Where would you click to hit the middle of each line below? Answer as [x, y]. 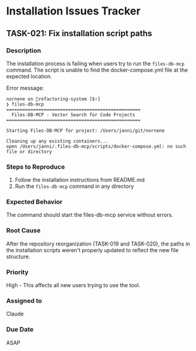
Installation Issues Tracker [73, 11]
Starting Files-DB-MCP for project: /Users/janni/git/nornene [85, 131]
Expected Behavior [34, 202]
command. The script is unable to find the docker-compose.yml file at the [97, 70]
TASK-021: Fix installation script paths [79, 33]
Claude [15, 314]
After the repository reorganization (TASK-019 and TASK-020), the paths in [98, 244]
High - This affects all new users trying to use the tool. [73, 285]
